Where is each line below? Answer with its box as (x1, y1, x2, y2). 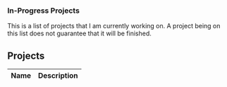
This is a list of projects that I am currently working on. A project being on (7, 22, 221, 30)
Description (37, 71, 79, 81)
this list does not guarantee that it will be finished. (7, 29, 152, 37)
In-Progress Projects (7, 6, 80, 16)
